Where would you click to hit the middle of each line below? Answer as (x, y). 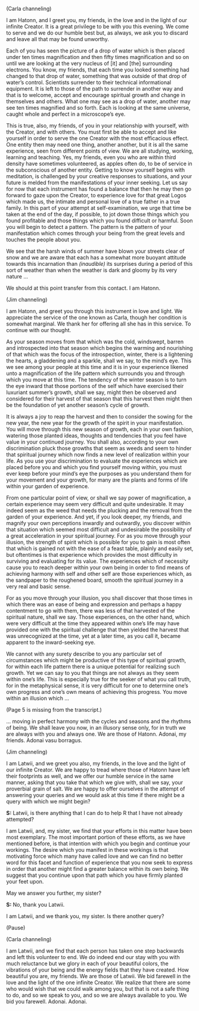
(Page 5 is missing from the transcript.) (54, 710)
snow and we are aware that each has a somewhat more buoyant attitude (96, 258)
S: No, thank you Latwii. (35, 905)
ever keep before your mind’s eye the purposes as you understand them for (99, 474)
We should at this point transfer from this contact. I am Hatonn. (83, 288)
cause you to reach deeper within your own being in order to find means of (98, 567)
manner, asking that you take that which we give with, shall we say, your (95, 782)
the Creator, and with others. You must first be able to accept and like (91, 132)
